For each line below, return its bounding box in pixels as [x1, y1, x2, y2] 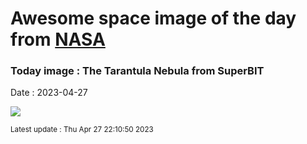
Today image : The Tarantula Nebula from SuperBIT [10, 64, 265, 78]
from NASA [10, 28, 106, 51]
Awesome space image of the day [10, 7, 297, 30]
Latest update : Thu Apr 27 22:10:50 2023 [10, 125, 154, 135]
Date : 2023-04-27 [10, 87, 88, 99]
